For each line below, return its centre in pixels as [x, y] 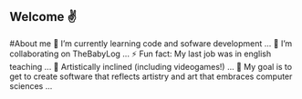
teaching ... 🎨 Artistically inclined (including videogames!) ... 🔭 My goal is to [151, 66]
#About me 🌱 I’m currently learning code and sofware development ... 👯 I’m [151, 43]
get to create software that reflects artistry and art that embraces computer [151, 76]
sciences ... [31, 85]
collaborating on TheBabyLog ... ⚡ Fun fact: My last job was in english [141, 54]
